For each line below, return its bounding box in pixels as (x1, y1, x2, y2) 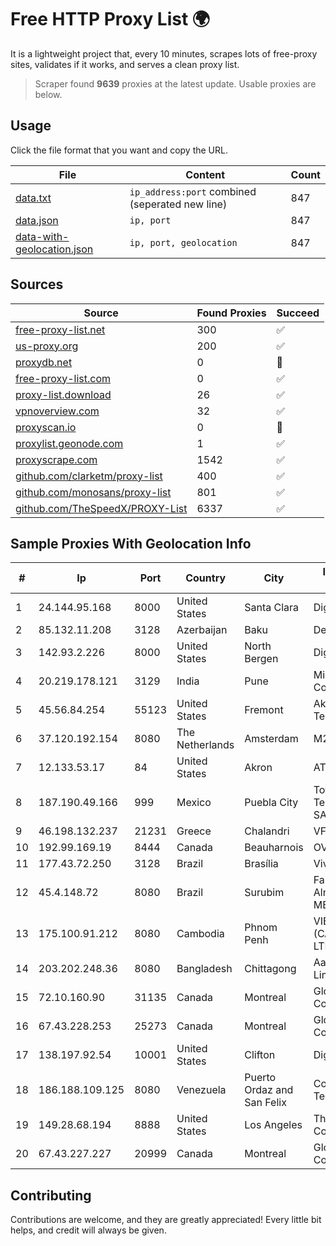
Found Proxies (196, 306, 267, 320)
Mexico (176, 796, 212, 810)
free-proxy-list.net (15, 322, 106, 336)
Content (185, 167, 226, 181)
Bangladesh (176, 962, 233, 976)
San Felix (244, 1096, 287, 1110)
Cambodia (176, 927, 225, 941)
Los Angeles (244, 1118, 303, 1132)
